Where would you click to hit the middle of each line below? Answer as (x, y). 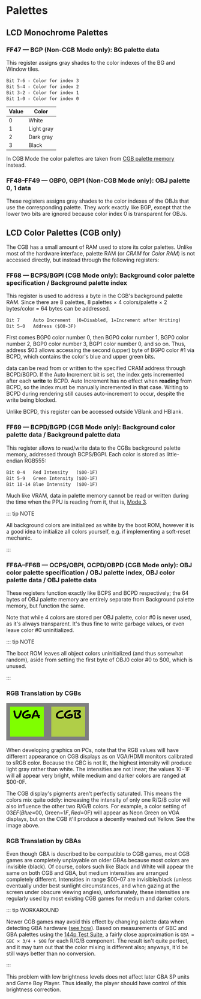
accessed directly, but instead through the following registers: (83, 260)
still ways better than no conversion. (51, 953)
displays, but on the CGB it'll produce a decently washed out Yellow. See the (100, 819)
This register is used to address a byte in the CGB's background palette (94, 296)
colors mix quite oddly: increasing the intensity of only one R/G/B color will (98, 800)
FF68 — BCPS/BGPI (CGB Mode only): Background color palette (100, 275)
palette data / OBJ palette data (52, 580)
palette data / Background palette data (63, 435)
